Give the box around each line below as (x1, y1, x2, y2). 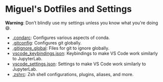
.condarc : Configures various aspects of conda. (12, 35, 110, 41)
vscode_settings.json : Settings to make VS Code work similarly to (12, 61, 146, 67)
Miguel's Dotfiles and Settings (5, 3, 132, 15)
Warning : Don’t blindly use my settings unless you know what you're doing (5, 20, 159, 26)
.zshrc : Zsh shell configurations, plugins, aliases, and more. (12, 71, 134, 77)
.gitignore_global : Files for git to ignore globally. (12, 45, 109, 51)
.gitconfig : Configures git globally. (12, 40, 82, 45)
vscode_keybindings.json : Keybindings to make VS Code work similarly (12, 50, 158, 56)
